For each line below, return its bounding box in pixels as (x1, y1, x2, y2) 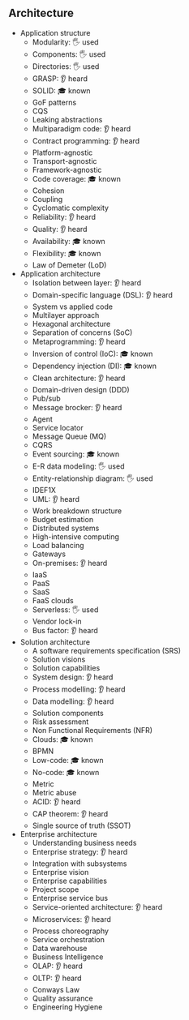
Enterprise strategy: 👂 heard (32, 846, 128, 856)
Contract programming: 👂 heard (32, 135, 140, 145)
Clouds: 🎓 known (32, 734, 93, 744)
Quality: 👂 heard (32, 224, 88, 234)
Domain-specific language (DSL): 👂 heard (32, 289, 173, 299)
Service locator (32, 422, 84, 432)
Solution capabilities (32, 662, 101, 672)
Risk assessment (32, 717, 89, 726)
